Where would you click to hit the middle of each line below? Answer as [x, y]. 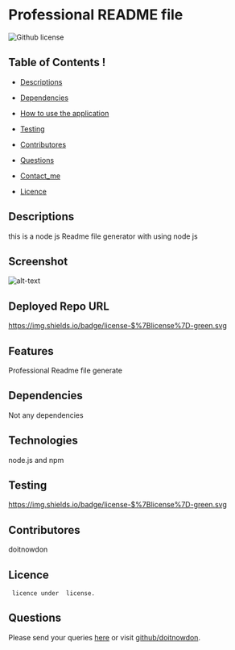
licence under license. [53, 594]
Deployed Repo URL [59, 306]
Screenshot [38, 261]
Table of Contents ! [57, 62]
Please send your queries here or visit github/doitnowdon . [105, 637]
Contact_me [40, 176]
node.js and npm [36, 460]
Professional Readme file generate [66, 370]
